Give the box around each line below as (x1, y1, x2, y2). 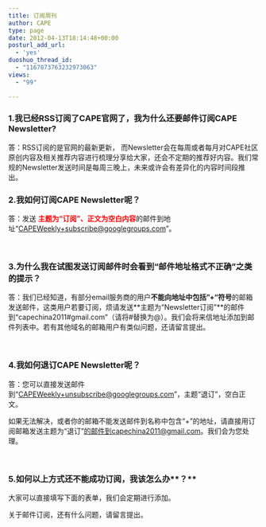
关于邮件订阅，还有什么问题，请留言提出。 (8, 509, 148, 519)
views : (8, 71, 30, 79)
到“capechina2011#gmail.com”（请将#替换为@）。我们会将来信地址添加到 (8, 312, 248, 322)
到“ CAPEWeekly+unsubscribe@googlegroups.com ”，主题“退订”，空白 (8, 389, 240, 399)
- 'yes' (15, 49, 41, 57)
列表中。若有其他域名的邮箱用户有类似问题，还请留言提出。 (14, 322, 210, 332)
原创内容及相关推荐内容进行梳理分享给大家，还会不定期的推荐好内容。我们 (8, 152, 252, 162)
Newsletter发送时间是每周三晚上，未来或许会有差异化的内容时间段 (21, 162, 239, 172)
